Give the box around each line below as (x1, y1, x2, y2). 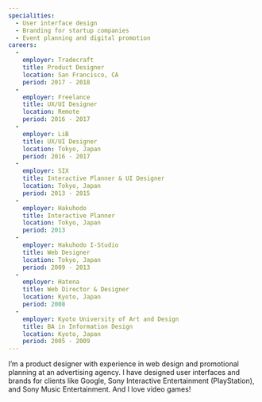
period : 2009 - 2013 (22, 263, 91, 271)
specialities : (8, 11, 56, 20)
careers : (8, 41, 37, 49)
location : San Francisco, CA (22, 71, 119, 79)
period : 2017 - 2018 (22, 78, 91, 86)
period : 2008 (22, 300, 66, 308)
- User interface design (15, 19, 98, 27)
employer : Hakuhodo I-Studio (22, 241, 119, 249)
